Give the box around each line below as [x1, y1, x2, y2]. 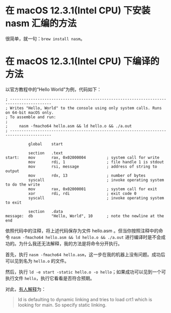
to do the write [5, 182, 40, 187]
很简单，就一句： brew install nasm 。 [5, 35, 85, 42]
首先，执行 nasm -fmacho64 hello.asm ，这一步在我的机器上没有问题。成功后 [5, 251, 165, 257]
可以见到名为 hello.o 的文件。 [5, 257, 69, 264]
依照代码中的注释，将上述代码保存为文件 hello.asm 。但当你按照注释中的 [5, 227, 159, 234]
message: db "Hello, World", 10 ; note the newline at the [5, 213, 164, 218]
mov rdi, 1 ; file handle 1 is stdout [28, 159, 164, 164]
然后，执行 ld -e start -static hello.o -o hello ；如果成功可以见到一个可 [5, 268, 166, 275]
